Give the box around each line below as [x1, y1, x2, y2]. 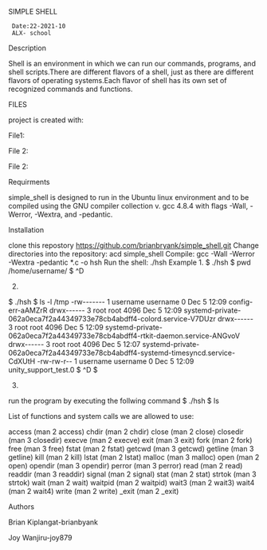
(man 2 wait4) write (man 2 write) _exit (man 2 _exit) [8, 487, 179, 496]
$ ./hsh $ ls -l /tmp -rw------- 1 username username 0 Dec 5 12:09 [8, 297, 227, 306]
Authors [8, 502, 34, 511]
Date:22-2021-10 [11, 22, 66, 30]
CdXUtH [8, 357, 36, 366]
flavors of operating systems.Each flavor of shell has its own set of [8, 76, 227, 85]
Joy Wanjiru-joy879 [8, 533, 73, 542]
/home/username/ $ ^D [8, 266, 84, 275]
